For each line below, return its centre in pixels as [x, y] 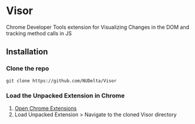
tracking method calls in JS [39, 33]
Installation [27, 52]
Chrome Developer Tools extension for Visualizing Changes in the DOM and [98, 27]
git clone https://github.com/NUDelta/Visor [61, 81]
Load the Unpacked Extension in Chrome [65, 95]
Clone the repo [28, 69]
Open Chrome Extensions [46, 108]
